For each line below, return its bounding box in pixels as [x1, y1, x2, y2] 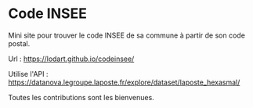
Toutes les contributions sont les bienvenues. [8, 92, 154, 102]
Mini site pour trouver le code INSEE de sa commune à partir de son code [8, 31, 245, 40]
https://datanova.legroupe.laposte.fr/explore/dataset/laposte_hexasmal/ [8, 77, 240, 87]
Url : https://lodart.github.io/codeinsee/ [8, 54, 135, 63]
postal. [8, 38, 31, 48]
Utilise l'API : [8, 69, 49, 78]
